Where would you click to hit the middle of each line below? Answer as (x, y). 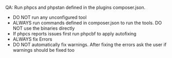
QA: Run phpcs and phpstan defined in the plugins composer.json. (75, 7)
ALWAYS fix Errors (32, 39)
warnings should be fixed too (44, 50)
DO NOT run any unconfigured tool (50, 17)
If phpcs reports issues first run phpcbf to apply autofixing (74, 34)
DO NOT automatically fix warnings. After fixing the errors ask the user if (90, 45)
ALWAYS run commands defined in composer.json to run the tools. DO (87, 23)
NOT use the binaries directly (44, 28)
